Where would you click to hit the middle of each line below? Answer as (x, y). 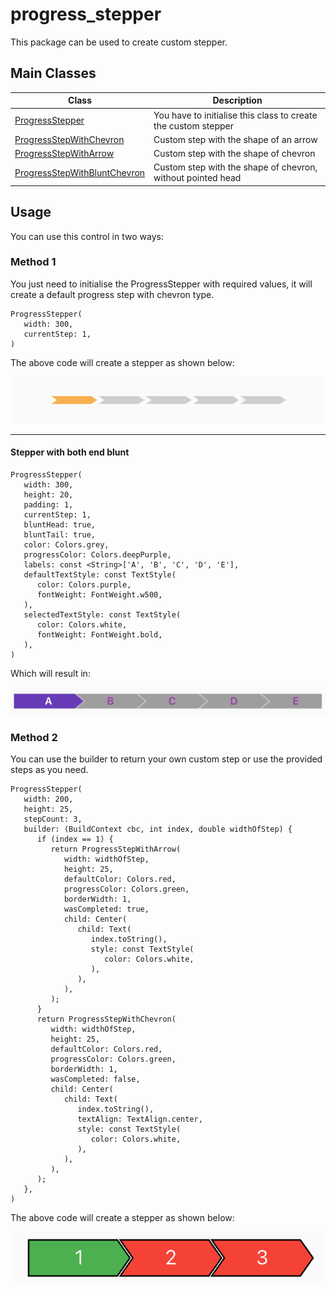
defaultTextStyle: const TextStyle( (100, 574)
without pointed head (197, 178)
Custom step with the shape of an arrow (235, 139)
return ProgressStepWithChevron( (106, 1019)
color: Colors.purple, (84, 584)
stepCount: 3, (53, 819)
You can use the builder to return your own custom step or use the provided (166, 759)
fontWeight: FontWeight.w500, (99, 594)
